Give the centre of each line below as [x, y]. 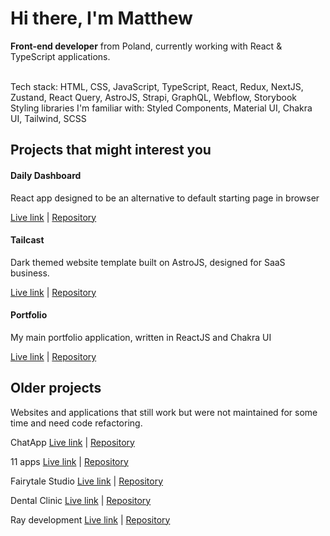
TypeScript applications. [60, 56]
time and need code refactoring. [76, 423]
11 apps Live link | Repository [69, 461]
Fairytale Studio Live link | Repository [87, 481]
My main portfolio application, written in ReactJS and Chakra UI [141, 337]
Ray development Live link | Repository [90, 519]
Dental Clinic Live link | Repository [81, 500]
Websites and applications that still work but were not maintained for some [164, 412]
